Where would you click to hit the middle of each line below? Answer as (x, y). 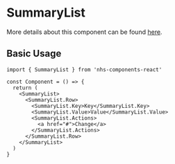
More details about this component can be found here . (84, 32)
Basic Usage (34, 54)
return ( (25, 88)
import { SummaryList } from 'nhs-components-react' (84, 70)
